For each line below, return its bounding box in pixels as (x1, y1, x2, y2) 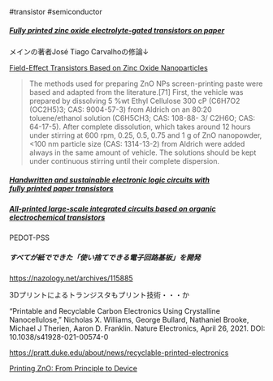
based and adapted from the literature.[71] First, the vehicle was (28, 87, 244, 96)
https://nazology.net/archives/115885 (9, 273, 133, 283)
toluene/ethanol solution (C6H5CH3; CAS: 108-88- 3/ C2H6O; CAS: (28, 113, 255, 122)
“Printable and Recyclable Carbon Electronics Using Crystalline (9, 306, 220, 316)
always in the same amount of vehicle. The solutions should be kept (28, 148, 257, 157)
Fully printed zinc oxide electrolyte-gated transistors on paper (9, 25, 225, 35)
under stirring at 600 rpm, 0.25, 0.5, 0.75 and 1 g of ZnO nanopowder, (28, 130, 262, 140)
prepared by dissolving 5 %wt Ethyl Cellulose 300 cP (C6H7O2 (28, 96, 240, 105)
